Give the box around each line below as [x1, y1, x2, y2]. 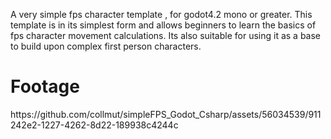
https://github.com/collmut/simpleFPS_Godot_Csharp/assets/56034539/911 [10, 108, 322, 120]
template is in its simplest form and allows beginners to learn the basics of [10, 19, 317, 31]
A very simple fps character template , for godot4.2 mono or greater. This [10, 9, 313, 20]
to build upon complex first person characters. [10, 40, 202, 52]
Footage [10, 75, 80, 98]
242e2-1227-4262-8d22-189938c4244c [10, 119, 179, 131]
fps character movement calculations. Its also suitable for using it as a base [10, 30, 322, 41]
